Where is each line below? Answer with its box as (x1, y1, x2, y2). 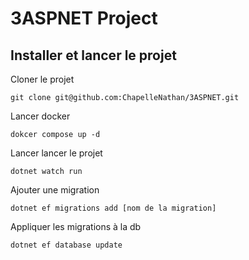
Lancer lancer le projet (10, 147, 103, 159)
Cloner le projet (10, 73, 75, 85)
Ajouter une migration (10, 184, 100, 196)
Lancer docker (10, 110, 71, 122)
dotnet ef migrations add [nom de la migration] (10, 203, 217, 213)
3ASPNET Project (10, 7, 158, 30)
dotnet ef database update (10, 240, 123, 250)
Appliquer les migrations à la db (10, 221, 142, 232)
